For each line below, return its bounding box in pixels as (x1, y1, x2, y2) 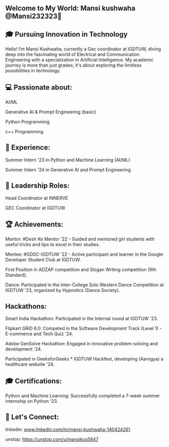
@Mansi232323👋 (5, 12, 62, 21)
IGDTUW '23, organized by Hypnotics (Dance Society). (5, 287, 120, 293)
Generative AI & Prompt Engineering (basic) (5, 109, 96, 115)
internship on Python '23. (5, 398, 58, 404)
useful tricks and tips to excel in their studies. (5, 242, 100, 248)
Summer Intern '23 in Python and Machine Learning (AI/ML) (5, 157, 130, 163)
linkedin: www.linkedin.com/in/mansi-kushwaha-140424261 (5, 426, 130, 432)
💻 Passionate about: (5, 83, 73, 92)
